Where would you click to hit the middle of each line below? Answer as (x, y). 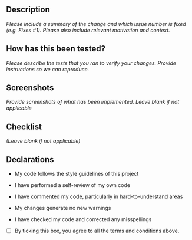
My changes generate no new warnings (63, 208)
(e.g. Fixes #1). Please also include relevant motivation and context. (88, 30)
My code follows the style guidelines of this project (77, 174)
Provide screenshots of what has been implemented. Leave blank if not (93, 102)
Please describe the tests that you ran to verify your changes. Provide (91, 63)
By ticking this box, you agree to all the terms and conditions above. (97, 231)
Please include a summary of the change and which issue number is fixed (96, 24)
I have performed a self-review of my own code (72, 185)
